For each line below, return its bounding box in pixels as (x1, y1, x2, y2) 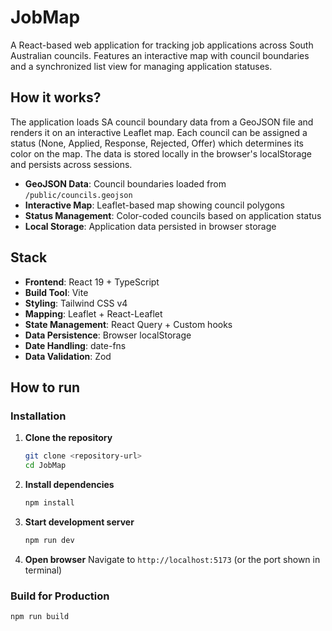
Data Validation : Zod (24, 350, 112, 362)
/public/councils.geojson (24, 190, 133, 200)
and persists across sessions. (10, 158, 133, 170)
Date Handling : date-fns (24, 339, 127, 351)
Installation (10, 409, 67, 423)
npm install (24, 498, 75, 508)
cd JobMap (24, 461, 67, 471)
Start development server (24, 516, 135, 528)
